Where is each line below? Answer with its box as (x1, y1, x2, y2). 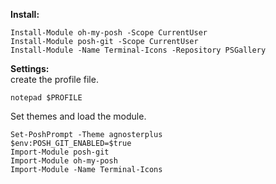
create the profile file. (10, 74, 99, 85)
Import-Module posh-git (10, 147, 110, 157)
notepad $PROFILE (10, 93, 83, 103)
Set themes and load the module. (10, 110, 147, 122)
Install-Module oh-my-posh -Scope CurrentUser (10, 28, 208, 38)
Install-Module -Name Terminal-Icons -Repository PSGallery (10, 45, 267, 55)
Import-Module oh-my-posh (10, 156, 118, 166)
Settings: (10, 63, 50, 74)
